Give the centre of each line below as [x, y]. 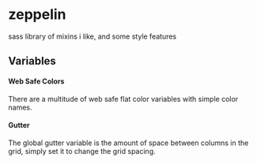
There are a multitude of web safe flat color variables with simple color [123, 99]
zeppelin [37, 15]
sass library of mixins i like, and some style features [92, 36]
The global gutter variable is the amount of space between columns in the [128, 143]
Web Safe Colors [36, 81]
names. [20, 107]
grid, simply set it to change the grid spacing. [82, 151]
